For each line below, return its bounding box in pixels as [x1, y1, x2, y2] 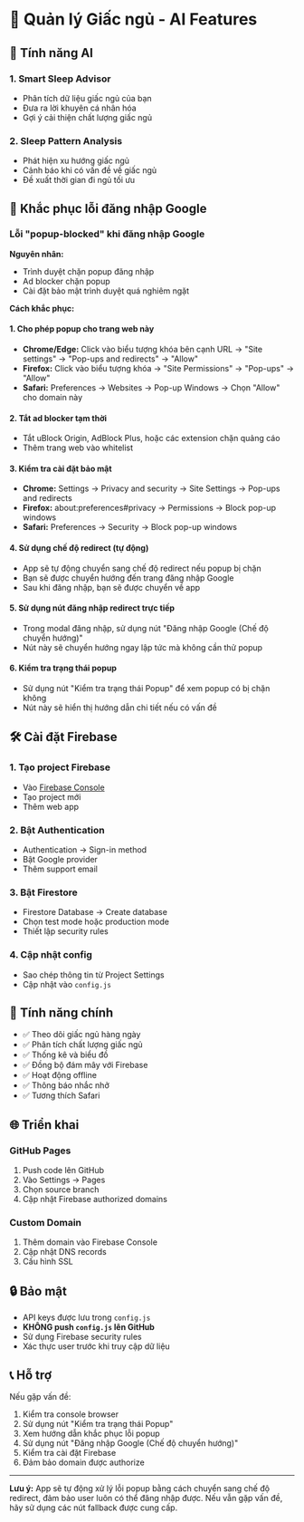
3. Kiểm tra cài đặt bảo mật [9, 463, 112, 474]
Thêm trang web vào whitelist [22, 442, 134, 453]
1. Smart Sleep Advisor [9, 72, 111, 85]
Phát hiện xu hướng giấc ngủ [22, 155, 129, 167]
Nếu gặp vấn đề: [9, 1392, 71, 1402]
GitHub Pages [9, 1144, 71, 1157]
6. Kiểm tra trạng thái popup [9, 662, 118, 674]
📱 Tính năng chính [9, 1006, 114, 1021]
